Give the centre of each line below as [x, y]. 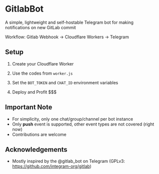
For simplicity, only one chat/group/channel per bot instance [72, 119]
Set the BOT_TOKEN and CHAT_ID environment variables [65, 82]
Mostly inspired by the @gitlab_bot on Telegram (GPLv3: [69, 161]
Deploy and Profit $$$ [34, 92]
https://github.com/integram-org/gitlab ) [52, 166]
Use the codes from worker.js [42, 73]
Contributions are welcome [39, 134]
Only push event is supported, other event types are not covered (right [83, 124]
